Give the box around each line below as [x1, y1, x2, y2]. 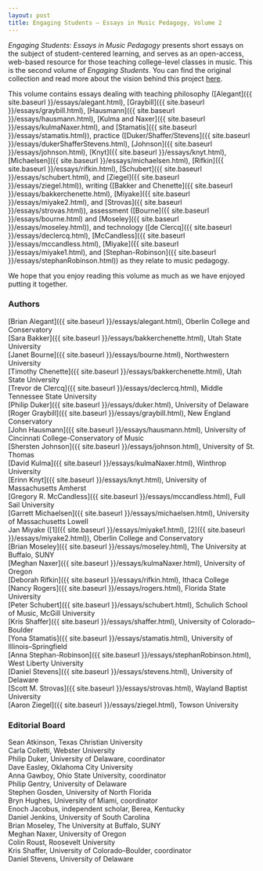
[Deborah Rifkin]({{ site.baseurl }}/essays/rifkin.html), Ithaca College [8, 574, 229, 585]
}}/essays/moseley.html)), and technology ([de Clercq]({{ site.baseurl [8, 222, 232, 231]
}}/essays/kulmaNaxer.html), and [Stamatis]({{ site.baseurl [8, 122, 197, 132]
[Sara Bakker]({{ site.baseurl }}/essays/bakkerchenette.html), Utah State [8, 333, 242, 342]
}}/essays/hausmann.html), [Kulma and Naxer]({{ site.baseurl [8, 114, 206, 123]
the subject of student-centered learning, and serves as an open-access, [8, 49, 244, 58]
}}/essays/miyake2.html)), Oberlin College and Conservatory [8, 533, 204, 542]
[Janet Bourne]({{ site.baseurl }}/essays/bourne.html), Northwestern [8, 350, 229, 359]
